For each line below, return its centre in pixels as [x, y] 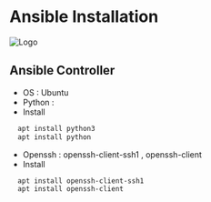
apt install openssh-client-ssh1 [81, 181]
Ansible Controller [62, 71]
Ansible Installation [84, 17]
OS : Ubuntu [45, 92]
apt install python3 [56, 128]
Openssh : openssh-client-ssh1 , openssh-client [112, 154]
